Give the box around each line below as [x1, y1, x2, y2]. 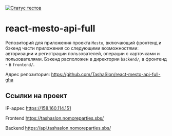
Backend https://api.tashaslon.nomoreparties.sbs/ [5, 125, 111, 131]
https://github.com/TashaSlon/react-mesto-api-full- [51, 71, 161, 77]
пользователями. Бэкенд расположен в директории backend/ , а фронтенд [5, 56, 167, 62]
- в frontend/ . [5, 61, 35, 67]
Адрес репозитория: [5, 71, 50, 77]
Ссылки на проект [5, 92, 68, 100]
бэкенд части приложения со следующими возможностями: [5, 45, 139, 51]
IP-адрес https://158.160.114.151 [5, 105, 71, 111]
